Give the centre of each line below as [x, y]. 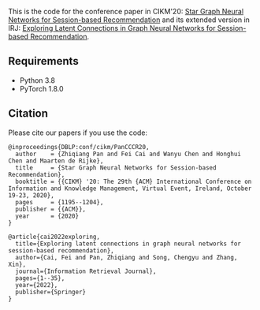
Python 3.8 [37, 80]
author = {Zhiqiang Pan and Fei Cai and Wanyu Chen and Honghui [128, 154]
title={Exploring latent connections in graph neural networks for [128, 244]
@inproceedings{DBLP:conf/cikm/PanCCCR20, [79, 147]
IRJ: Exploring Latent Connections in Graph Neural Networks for [112, 28]
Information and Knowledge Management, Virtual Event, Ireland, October [130, 189]
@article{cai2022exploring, [54, 237]
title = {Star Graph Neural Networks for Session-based [116, 168]
